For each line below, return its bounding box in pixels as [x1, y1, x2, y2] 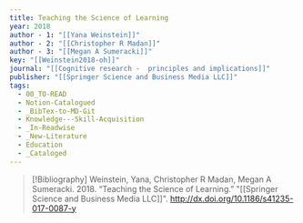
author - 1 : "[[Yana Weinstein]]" [9, 30, 141, 39]
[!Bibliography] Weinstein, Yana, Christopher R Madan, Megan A [31, 174, 272, 185]
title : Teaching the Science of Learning [9, 13, 169, 23]
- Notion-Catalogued [17, 97, 96, 107]
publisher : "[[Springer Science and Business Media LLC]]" [9, 73, 238, 82]
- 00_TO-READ [17, 89, 67, 98]
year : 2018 [9, 22, 51, 31]
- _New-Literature [17, 132, 88, 141]
